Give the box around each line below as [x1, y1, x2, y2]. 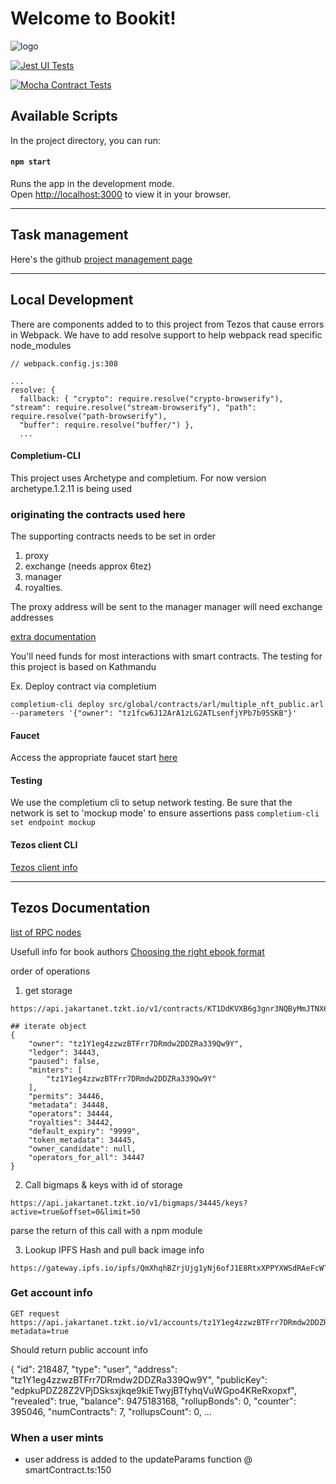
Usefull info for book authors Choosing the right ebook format [10, 945, 265, 957]
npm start [10, 157, 52, 167]
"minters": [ [28, 1065, 83, 1075]
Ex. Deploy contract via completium [10, 680, 157, 692]
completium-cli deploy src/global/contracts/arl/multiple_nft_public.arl [10, 700, 325, 710]
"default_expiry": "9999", [28, 1126, 141, 1136]
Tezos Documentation [10, 900, 151, 917]
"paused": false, [28, 1056, 101, 1066]
